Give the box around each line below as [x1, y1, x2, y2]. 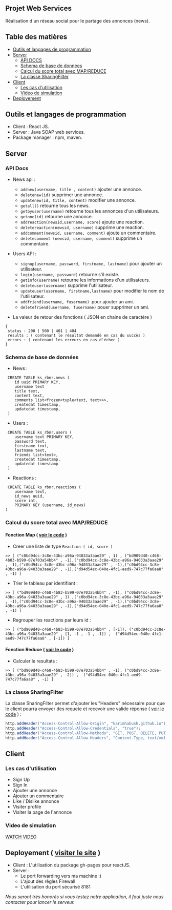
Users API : [12, 251, 37, 257]
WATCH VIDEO [5, 834, 37, 840]
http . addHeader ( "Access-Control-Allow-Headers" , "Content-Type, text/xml [5, 735, 166, 740]
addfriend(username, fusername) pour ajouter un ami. [20, 299, 134, 305]
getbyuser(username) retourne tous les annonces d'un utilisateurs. [20, 208, 160, 214]
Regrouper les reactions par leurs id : [12, 617, 91, 623]
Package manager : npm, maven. [12, 134, 83, 140]
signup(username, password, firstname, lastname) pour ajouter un [20, 261, 162, 267]
